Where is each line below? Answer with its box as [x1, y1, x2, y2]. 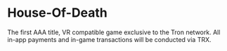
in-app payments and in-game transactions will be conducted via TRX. [7, 35, 212, 43]
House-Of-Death [7, 5, 108, 21]
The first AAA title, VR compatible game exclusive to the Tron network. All [7, 28, 221, 36]
